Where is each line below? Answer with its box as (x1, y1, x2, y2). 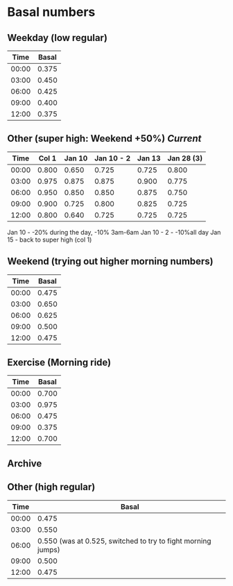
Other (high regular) (7, 481, 96, 493)
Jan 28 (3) (167, 153, 203, 163)
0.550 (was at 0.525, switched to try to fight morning (37, 536, 212, 546)
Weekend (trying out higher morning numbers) (7, 256, 214, 267)
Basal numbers (7, 4, 96, 20)
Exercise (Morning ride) (7, 357, 112, 369)
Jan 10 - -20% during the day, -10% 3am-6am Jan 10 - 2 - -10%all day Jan (7, 228, 221, 236)
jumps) (37, 544, 60, 554)
